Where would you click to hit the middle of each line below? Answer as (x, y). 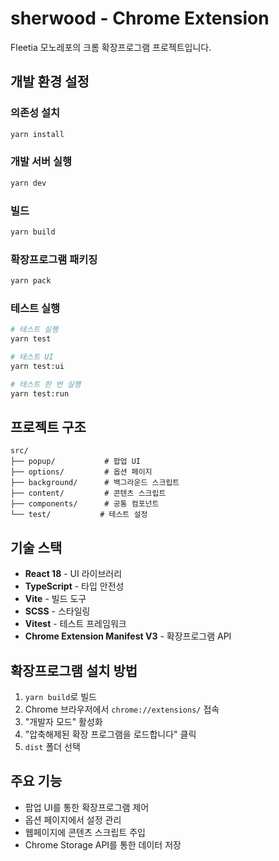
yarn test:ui (37, 366)
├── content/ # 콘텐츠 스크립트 (88, 493)
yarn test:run (40, 393)
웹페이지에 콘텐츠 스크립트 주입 (85, 832)
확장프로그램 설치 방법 (74, 670)
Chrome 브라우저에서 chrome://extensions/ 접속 (122, 709)
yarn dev (28, 183)
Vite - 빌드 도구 (55, 599)
